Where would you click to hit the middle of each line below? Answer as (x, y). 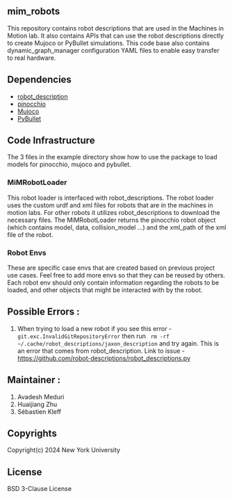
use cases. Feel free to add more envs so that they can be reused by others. (116, 275)
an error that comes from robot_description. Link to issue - (101, 351)
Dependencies (39, 80)
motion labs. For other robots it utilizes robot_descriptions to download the (114, 212)
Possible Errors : (43, 312)
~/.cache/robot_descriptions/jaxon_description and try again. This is (118, 343)
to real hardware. (32, 58)
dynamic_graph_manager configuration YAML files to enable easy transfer (114, 50)
